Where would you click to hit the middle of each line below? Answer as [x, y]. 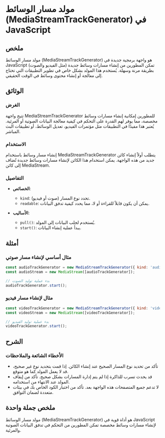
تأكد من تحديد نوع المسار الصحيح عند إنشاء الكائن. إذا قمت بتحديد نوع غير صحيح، [85, 366]
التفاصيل [15, 178]
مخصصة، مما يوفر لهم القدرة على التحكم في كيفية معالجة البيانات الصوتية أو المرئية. [82, 121]
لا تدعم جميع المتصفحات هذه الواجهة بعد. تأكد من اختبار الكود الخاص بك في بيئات [86, 387]
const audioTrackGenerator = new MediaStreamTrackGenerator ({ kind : [77, 267]
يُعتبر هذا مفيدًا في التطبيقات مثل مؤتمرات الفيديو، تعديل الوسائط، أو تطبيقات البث [80, 126]
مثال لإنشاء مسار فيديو [29, 298]
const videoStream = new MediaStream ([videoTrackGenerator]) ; [70, 313]
